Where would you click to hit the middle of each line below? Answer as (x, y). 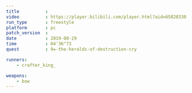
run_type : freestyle (40, 22)
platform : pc (31, 28)
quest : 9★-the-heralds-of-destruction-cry (71, 49)
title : (27, 11)
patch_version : (27, 33)
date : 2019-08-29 (41, 38)
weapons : (17, 76)
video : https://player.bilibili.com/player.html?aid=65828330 (96, 17)
